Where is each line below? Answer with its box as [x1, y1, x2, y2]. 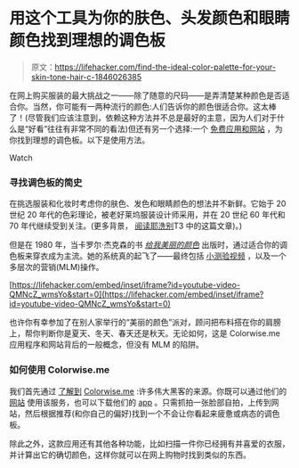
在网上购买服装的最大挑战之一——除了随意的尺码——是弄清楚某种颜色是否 [9, 90, 282, 101]
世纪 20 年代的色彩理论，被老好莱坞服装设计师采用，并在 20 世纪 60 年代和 [9, 209, 286, 220]
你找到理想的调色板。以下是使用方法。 [9, 135, 149, 145]
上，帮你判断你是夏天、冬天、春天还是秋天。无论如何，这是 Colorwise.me [9, 328, 280, 339]
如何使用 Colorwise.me [9, 364, 110, 376]
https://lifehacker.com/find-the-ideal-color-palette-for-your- [54, 62, 276, 72]
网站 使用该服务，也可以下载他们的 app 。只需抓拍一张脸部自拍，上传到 [9, 397, 271, 407]
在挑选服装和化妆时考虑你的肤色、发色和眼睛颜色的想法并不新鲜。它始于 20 [9, 198, 287, 209]
